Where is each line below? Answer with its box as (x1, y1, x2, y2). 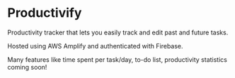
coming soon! (7, 63, 47, 71)
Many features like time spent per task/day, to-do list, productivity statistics (7, 55, 228, 64)
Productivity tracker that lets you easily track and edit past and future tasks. (7, 28, 229, 37)
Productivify (7, 5, 82, 21)
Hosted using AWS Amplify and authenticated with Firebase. (7, 41, 183, 50)
